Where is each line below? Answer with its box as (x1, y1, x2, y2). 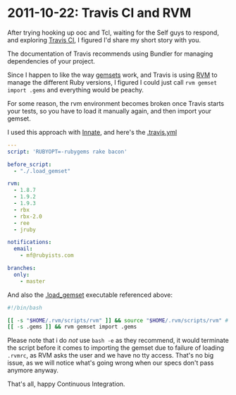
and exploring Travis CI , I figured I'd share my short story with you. (7, 35, 201, 44)
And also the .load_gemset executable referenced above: (7, 291, 173, 299)
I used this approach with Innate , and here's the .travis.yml (7, 128, 178, 136)
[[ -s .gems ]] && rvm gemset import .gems (7, 323, 137, 331)
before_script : (7, 161, 52, 168)
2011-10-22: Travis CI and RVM (7, 5, 192, 21)
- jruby (13, 226, 37, 233)
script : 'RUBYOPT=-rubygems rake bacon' (7, 148, 128, 155)
